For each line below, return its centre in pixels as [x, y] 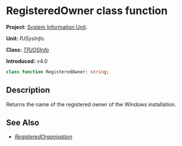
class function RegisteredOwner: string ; [58, 72]
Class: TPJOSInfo [28, 50]
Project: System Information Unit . [47, 27]
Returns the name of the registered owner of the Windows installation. [91, 104]
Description [28, 90]
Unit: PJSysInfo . [26, 38]
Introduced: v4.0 [27, 61]
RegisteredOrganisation [43, 137]
